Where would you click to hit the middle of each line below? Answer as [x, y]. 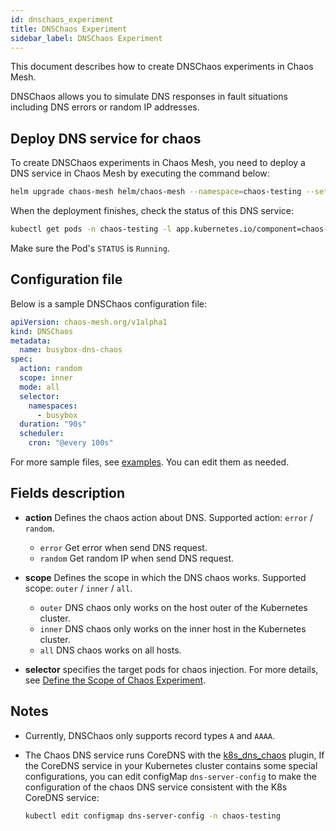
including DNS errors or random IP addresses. [105, 107]
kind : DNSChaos [42, 331]
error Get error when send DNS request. [123, 547]
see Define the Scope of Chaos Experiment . [115, 680]
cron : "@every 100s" [71, 443]
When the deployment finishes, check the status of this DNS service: [152, 211]
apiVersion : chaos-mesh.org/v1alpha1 [89, 322]
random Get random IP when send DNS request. [137, 558]
